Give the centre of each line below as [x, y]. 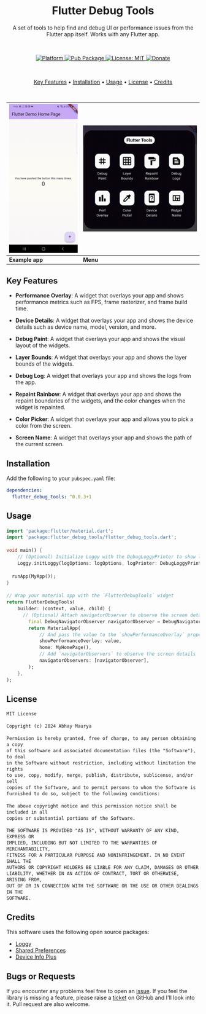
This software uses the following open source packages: [78, 932]
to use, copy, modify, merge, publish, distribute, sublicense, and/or [100, 776]
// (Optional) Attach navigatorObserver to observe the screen [105, 615]
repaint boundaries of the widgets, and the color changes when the [100, 401]
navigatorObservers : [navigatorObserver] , [94, 661]
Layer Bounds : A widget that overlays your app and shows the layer [101, 358]
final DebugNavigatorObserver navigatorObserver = [94, 621]
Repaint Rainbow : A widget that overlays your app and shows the [98, 395]
